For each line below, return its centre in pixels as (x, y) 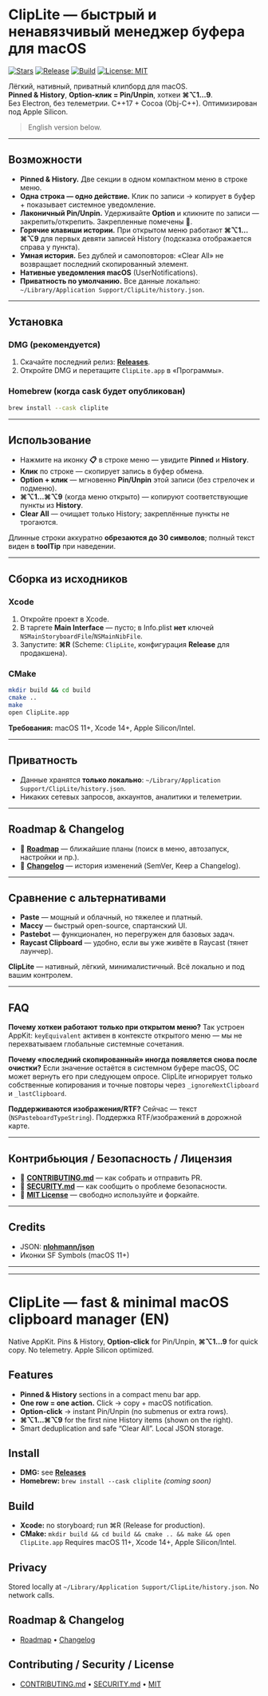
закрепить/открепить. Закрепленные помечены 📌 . (106, 221)
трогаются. (39, 522)
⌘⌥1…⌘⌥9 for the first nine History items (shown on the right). (126, 1420)
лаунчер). (36, 951)
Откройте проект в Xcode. (65, 619)
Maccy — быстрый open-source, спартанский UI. (103, 926)
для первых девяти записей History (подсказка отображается (146, 238)
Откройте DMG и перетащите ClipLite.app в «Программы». (122, 371)
